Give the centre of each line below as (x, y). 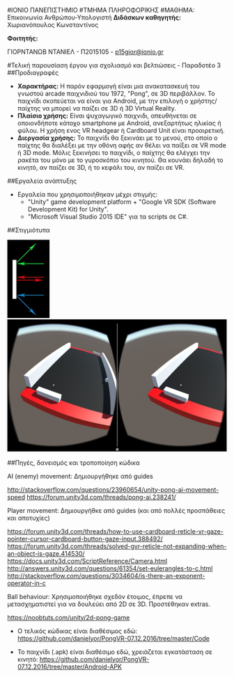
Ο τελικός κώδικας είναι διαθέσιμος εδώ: (77, 631)
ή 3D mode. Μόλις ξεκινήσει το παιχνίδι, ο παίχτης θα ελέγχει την (114, 153)
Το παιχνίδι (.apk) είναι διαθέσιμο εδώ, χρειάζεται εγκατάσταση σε (115, 652)
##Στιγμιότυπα (29, 230)
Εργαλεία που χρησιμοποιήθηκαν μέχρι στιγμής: (87, 194)
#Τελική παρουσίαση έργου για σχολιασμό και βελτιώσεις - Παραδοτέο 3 (114, 65)
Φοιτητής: (23, 38)
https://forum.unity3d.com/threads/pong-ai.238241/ (101, 497)
